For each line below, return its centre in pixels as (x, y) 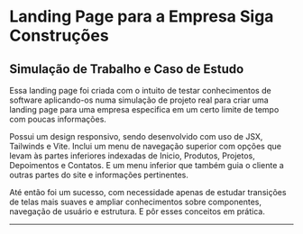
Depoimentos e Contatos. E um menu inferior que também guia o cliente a (147, 165)
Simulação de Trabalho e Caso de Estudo (127, 69)
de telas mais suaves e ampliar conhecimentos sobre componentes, (135, 202)
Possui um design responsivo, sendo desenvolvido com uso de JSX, (136, 136)
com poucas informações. (58, 119)
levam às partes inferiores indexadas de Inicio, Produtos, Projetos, (132, 156)
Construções (60, 36)
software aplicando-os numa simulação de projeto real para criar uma (139, 100)
